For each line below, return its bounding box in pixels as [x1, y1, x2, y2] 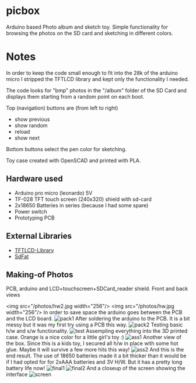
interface [6, 371, 28, 378]
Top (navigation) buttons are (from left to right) [6, 104, 118, 112]
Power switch [14, 208, 48, 215]
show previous [14, 116, 50, 123]
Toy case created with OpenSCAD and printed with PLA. [6, 156, 141, 164]
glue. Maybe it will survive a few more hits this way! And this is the [6, 346, 184, 353]
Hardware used [6, 174, 63, 184]
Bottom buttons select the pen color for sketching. [6, 145, 127, 152]
